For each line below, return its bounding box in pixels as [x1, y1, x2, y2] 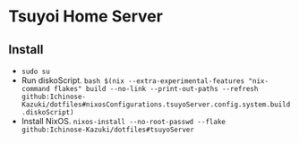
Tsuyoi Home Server [8, 6, 163, 27]
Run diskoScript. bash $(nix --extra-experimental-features [21, 75, 245, 86]
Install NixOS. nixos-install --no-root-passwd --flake [21, 116, 226, 126]
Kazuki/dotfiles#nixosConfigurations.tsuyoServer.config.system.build [21, 100, 291, 109]
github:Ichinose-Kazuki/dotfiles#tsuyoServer [21, 125, 194, 134]
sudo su [21, 67, 50, 76]
